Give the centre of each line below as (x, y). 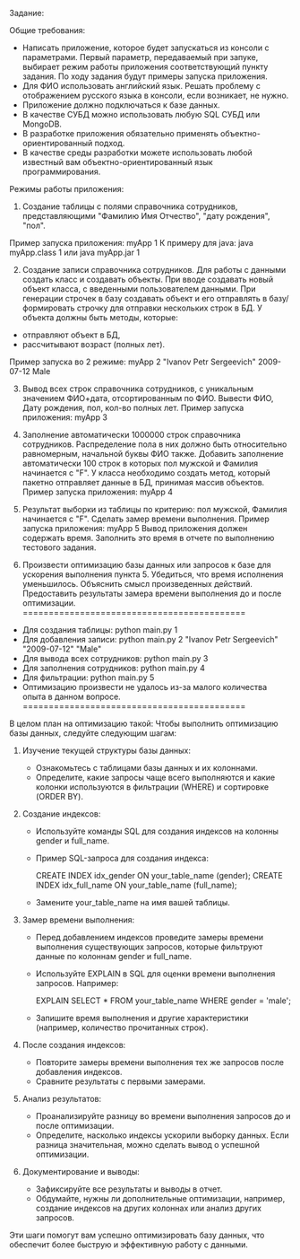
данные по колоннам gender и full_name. (114, 956)
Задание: (27, 13)
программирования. (61, 171)
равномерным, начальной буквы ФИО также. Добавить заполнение (153, 454)
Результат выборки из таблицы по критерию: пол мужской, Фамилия (154, 509)
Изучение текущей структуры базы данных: (106, 750)
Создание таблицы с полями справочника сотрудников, (130, 206)
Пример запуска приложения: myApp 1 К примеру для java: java (131, 243)
